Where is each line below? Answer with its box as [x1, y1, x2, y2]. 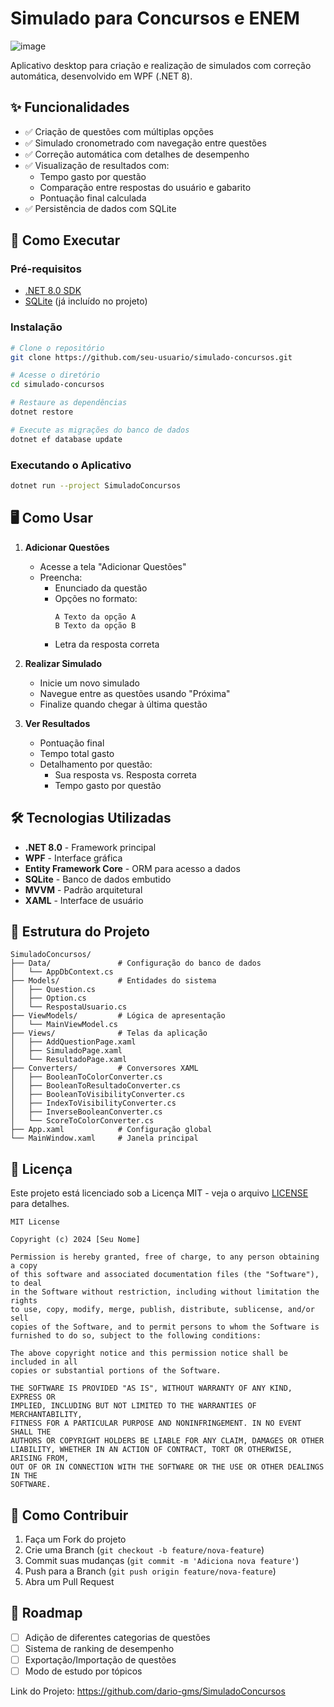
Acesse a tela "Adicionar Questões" [39, 560, 187, 572]
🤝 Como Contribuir [10, 1507, 129, 1524]
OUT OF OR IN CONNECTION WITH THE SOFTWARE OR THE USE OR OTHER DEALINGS [10, 1462, 325, 1472]
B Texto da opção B [54, 620, 137, 631]
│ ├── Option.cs [10, 993, 87, 1004]
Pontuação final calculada [39, 192, 147, 204]
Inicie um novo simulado [39, 677, 140, 689]
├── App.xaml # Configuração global [10, 1125, 213, 1135]
